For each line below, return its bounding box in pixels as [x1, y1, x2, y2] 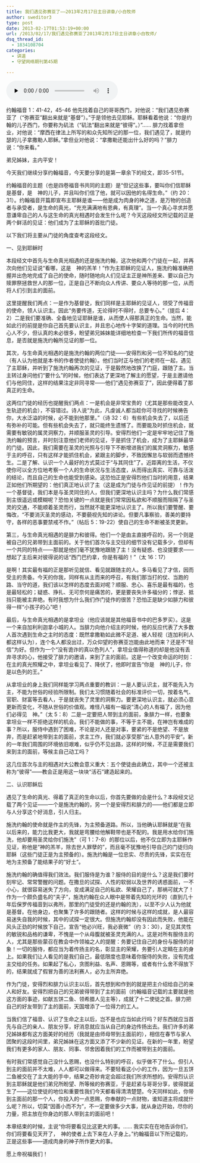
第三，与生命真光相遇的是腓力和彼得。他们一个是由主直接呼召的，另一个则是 [6, 531, 194, 538]
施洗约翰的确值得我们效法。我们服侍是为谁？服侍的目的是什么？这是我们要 [6, 871, 189, 878]
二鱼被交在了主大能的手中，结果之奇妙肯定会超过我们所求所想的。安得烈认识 [6, 1072, 194, 1080]
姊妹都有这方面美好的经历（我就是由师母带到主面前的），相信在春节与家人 [11, 1030, 192, 1037]
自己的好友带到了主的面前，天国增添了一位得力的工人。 [6, 1003, 142, 1010]
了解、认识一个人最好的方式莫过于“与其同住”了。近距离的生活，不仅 [26, 458, 193, 466]
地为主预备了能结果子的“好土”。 [6, 858, 85, 865]
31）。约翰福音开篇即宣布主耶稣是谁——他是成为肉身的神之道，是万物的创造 [6, 196, 192, 203]
